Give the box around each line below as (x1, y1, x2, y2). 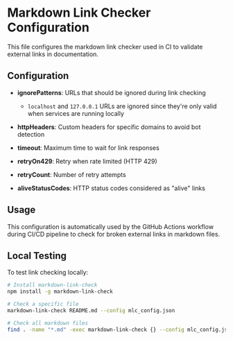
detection (17, 130, 45, 138)
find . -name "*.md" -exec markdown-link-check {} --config (7, 326, 185, 333)
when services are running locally (27, 109, 125, 117)
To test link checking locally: (7, 269, 89, 277)
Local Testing (7, 250, 67, 262)
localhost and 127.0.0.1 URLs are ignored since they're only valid (27, 102, 217, 110)
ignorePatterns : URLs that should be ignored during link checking (17, 88, 206, 96)
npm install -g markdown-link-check (7, 288, 113, 296)
